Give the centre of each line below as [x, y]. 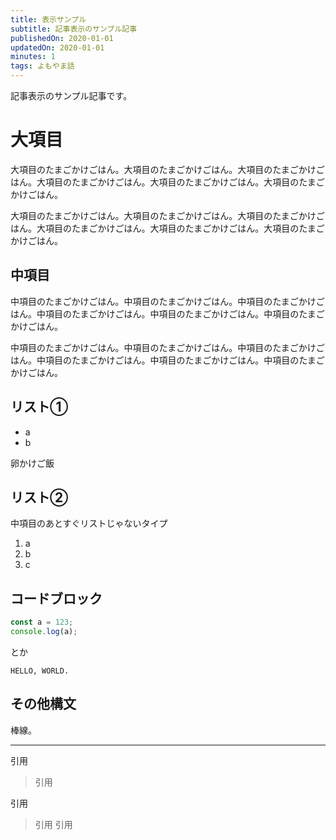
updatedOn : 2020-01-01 [57, 47]
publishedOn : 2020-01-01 [62, 38]
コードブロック [56, 598]
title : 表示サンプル [48, 19]
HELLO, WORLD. [40, 671]
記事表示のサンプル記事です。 [71, 95]
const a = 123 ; [42, 622]
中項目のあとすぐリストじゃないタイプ [89, 523]
